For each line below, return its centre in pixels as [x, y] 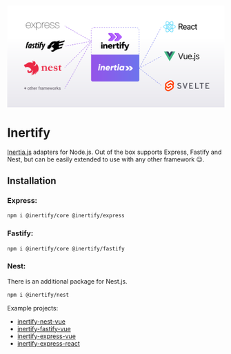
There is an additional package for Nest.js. [67, 281]
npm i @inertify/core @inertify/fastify [66, 248]
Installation [32, 181]
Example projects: [33, 308]
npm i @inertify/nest [38, 295]
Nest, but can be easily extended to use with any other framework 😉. [106, 159]
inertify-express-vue [46, 336]
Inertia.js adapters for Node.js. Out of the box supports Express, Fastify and [114, 152]
